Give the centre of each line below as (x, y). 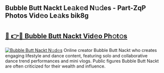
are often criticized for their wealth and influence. (55, 66)
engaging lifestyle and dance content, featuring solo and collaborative (76, 56)
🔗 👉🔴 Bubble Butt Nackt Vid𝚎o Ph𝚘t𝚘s (66, 36)
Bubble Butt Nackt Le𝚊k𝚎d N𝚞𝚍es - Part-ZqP (76, 8)
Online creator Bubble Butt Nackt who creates (110, 50)
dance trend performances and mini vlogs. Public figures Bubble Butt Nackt (82, 61)
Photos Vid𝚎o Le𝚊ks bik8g (47, 16)
